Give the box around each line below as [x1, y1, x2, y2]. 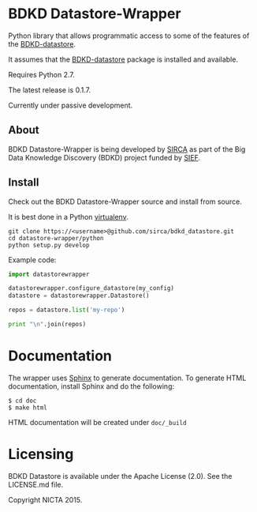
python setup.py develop [8, 241, 90, 249]
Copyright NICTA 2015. [8, 495, 83, 504]
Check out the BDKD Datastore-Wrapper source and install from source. [8, 197, 242, 206]
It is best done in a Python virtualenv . [8, 212, 128, 221]
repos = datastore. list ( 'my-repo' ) [8, 306, 125, 314]
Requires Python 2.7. [8, 70, 75, 79]
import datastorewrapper [8, 270, 90, 278]
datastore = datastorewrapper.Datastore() [8, 292, 150, 300]
